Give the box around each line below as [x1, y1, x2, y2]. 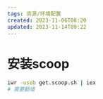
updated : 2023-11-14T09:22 [7, 23, 87, 30]
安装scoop [7, 55, 70, 72]
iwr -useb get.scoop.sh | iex [7, 79, 97, 86]
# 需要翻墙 [7, 86, 35, 93]
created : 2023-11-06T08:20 [7, 17, 87, 24]
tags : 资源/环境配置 [7, 10, 61, 18]
